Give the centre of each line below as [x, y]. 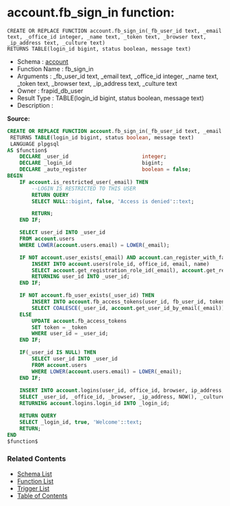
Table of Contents [42, 496]
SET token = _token [60, 327]
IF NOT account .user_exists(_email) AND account [90, 257]
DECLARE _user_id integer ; [93, 157]
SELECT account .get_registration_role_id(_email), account [118, 270]
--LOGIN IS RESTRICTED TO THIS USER [84, 189]
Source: [19, 119]
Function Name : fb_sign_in [55, 69]
